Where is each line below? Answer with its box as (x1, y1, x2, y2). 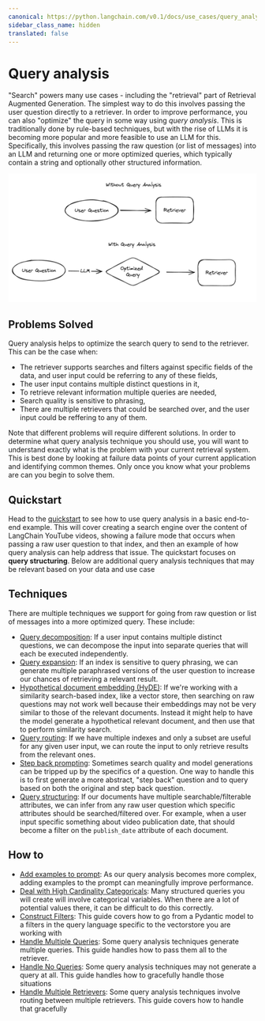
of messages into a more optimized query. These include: (8, 617, 196, 626)
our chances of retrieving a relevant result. (19, 674, 159, 683)
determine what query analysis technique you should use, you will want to (8, 437, 249, 446)
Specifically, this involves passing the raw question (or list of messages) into (8, 141, 256, 150)
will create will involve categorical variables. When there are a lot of (19, 894, 240, 904)
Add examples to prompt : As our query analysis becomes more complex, (19, 869, 257, 879)
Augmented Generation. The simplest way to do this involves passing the (8, 99, 246, 108)
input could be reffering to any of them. (19, 413, 147, 422)
